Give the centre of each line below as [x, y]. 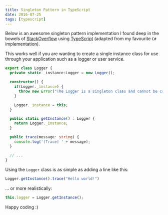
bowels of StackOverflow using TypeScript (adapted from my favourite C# [81, 39]
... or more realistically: [29, 188]
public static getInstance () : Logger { [52, 119]
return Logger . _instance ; [41, 123]
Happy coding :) [22, 207]
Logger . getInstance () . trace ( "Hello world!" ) [52, 179]
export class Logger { [29, 68]
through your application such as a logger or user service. [65, 59]
